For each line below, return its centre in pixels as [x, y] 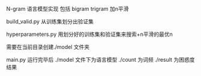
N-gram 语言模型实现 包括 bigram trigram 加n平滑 [67, 9]
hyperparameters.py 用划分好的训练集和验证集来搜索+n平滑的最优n [89, 34]
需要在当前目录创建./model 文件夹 [48, 47]
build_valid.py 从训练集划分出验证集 [50, 22]
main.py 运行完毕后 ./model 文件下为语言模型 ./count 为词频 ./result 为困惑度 [100, 60]
